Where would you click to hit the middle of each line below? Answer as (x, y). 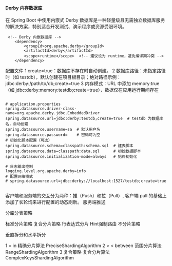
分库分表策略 (19, 213)
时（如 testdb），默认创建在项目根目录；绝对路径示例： (63, 77)
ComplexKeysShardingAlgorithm (40, 258)
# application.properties (33, 104)
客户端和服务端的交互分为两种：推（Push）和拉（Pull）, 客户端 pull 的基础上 (86, 196)
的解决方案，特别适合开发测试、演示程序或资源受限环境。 (66, 27)
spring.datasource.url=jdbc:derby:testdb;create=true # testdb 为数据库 (84, 119)
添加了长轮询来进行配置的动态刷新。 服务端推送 (55, 202)
